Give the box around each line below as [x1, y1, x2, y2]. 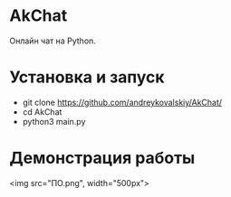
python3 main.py [22, 116, 86, 127]
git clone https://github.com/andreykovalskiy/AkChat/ [22, 97, 223, 108]
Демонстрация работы [9, 148, 196, 168]
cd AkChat [22, 106, 63, 117]
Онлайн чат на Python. [9, 35, 97, 46]
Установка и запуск [9, 67, 165, 88]
